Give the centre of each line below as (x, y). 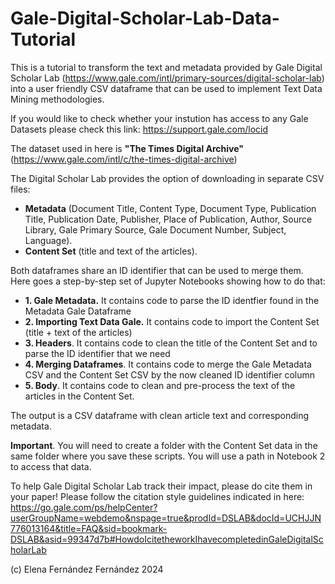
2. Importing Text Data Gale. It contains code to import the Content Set (172, 321)
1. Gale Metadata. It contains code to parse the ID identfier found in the (172, 300)
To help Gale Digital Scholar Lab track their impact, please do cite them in (161, 486)
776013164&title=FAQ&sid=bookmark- (89, 528)
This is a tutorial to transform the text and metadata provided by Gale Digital (166, 67)
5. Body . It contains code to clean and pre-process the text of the (160, 385)
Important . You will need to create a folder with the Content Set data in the (164, 445)
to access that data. (51, 466)
